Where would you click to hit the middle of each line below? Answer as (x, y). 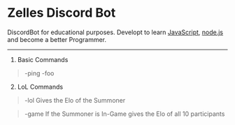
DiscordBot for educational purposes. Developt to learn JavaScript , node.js (115, 32)
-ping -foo (39, 73)
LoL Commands (40, 87)
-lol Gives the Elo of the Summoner (75, 100)
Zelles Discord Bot (62, 13)
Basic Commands (43, 59)
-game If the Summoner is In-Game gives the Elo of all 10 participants (124, 114)
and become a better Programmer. (57, 39)
